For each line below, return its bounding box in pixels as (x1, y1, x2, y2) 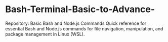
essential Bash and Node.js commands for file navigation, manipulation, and (5, 25, 163, 31)
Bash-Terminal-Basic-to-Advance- (5, 4, 155, 15)
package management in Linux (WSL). (5, 31, 85, 37)
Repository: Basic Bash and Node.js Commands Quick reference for (5, 20, 147, 26)
